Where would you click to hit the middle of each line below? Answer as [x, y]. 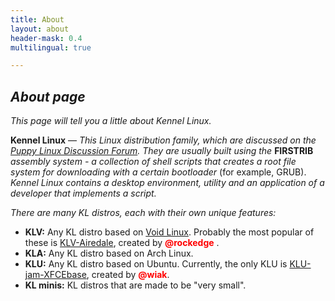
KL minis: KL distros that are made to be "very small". [135, 285]
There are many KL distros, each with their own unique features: [143, 213]
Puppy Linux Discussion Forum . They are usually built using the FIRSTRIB [162, 151]
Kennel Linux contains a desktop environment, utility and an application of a [167, 183]
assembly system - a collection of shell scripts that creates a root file [153, 162]
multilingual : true [51, 47]
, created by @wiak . [128, 275]
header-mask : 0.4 [46, 38]
